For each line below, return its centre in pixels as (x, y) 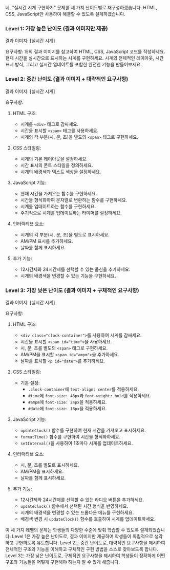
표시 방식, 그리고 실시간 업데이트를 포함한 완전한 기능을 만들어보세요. (73, 65)
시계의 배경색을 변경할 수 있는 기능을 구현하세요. (68, 275)
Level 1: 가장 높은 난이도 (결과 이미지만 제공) (57, 28)
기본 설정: (30, 382)
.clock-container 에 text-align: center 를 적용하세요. (83, 389)
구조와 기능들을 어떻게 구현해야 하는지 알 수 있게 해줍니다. (63, 562)
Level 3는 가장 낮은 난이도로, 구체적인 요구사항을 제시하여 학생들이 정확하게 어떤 (85, 555)
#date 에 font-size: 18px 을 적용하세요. (67, 408)
